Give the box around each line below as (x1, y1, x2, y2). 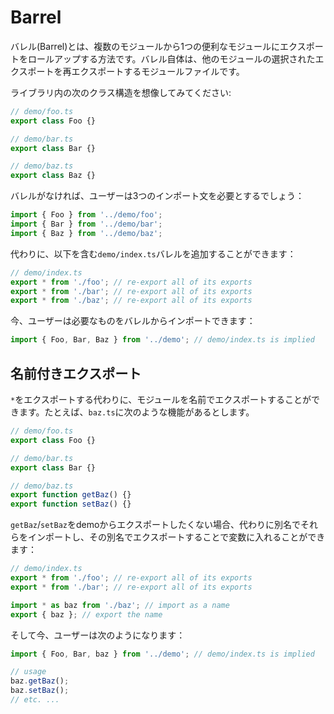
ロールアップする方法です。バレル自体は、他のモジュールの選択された (27, 52, 316, 65)
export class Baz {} (10, 171, 97, 181)
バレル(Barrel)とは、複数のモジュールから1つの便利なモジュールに (10, 40, 281, 52)
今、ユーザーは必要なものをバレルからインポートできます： (10, 315, 256, 327)
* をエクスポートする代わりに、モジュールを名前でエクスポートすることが (10, 394, 312, 405)
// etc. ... (10, 695, 60, 705)
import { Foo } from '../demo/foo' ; (10, 210, 163, 220)
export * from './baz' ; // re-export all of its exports (10, 296, 253, 306)
